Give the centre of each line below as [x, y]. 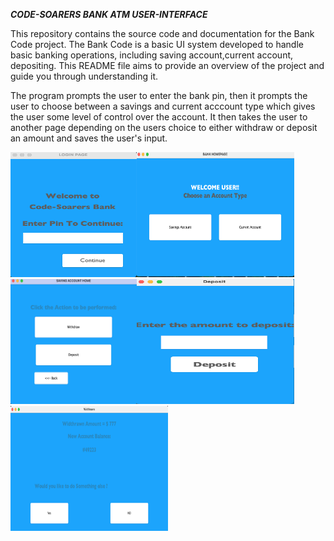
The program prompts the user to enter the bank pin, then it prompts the [159, 95]
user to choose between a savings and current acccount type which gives [163, 106]
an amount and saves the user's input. [89, 138]
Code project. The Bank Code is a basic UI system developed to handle [157, 44]
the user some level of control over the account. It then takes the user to [159, 117]
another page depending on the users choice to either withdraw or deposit [164, 127]
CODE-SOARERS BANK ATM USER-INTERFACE [109, 14]
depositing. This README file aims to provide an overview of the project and [167, 65]
